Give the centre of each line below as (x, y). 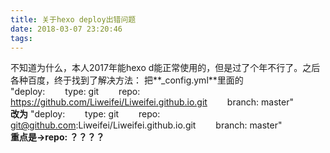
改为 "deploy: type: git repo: (85, 114)
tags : (21, 38)
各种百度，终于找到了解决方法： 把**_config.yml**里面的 (127, 80)
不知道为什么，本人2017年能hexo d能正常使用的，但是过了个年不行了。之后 (165, 68)
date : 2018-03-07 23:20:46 (66, 29)
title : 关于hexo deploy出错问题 (73, 19)
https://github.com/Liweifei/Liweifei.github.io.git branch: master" (152, 102)
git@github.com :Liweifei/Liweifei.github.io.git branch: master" (146, 125)
